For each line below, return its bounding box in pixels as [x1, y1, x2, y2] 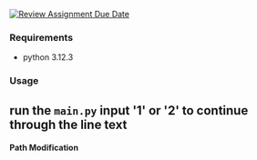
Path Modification [9, 142, 79, 154]
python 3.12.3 [22, 52, 74, 63]
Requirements [9, 31, 74, 44]
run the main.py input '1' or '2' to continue [9, 103, 249, 118]
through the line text [9, 116, 128, 132]
